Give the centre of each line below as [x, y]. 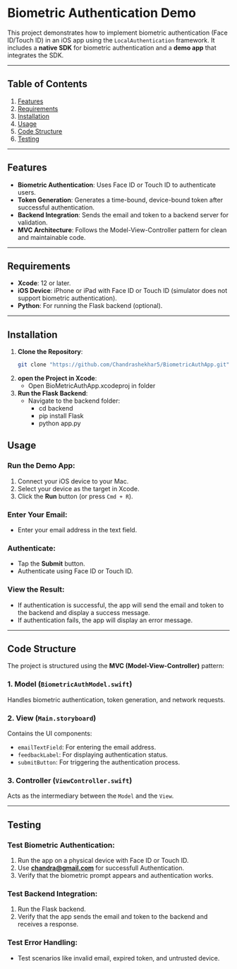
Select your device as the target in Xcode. [78, 488]
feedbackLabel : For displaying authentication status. [92, 755]
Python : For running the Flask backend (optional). [90, 306]
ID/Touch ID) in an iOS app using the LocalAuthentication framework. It [111, 40]
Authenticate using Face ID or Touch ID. [75, 571]
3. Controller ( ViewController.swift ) [70, 780]
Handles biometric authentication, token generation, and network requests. [116, 699]
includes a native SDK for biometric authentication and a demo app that [112, 47]
